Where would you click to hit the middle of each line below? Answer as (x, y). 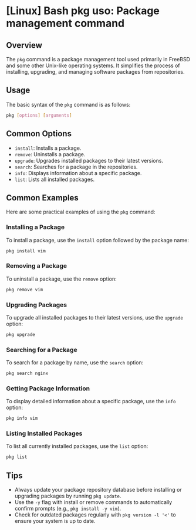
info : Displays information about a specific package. (78, 173)
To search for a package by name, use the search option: (75, 363)
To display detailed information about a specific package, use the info (91, 401)
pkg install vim (26, 251)
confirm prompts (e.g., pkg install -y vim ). (68, 509)
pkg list (17, 457)
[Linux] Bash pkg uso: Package (83, 11)
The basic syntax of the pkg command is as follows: (68, 104)
